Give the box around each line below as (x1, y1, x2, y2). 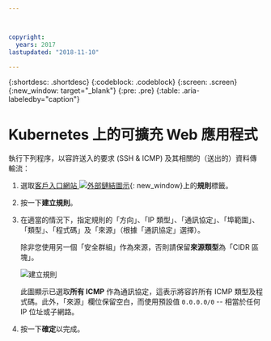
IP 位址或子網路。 (19, 307, 79, 317)
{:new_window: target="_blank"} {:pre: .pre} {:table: (8, 86, 180, 95)
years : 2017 (15, 40, 57, 48)
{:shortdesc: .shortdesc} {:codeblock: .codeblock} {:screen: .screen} (8, 78, 238, 87)
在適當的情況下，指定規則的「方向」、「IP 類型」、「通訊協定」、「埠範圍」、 (19, 215, 260, 225)
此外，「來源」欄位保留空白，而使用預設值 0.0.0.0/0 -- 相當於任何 (41, 297, 260, 307)
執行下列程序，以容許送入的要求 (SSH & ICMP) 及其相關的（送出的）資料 (8, 154, 250, 163)
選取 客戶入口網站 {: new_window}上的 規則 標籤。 (19, 181, 233, 191)
